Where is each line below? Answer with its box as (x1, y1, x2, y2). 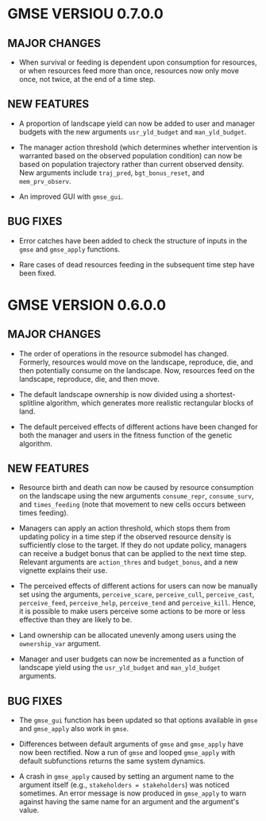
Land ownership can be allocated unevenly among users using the (18, 630, 237, 640)
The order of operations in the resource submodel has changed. (18, 348, 229, 358)
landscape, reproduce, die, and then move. (18, 374, 160, 383)
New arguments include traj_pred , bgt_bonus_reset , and (18, 168, 205, 177)
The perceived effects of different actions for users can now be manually (18, 582, 258, 591)
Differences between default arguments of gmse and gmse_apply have (18, 739, 244, 749)
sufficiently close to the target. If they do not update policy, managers (18, 540, 247, 550)
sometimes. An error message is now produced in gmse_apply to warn (18, 788, 247, 798)
